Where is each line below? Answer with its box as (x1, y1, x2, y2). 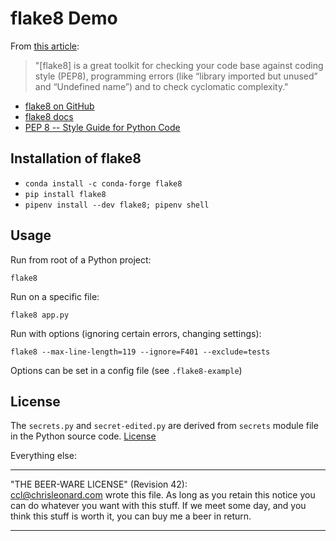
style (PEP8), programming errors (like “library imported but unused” (34, 70, 318, 82)
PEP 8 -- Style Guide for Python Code (24, 121, 181, 133)
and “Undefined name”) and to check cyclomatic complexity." (34, 80, 289, 92)
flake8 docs (24, 110, 74, 122)
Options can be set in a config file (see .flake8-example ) (10, 364, 243, 376)
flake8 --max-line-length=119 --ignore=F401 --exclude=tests (10, 347, 271, 357)
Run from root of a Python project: (10, 253, 152, 266)
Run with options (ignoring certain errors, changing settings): (10, 327, 262, 339)
